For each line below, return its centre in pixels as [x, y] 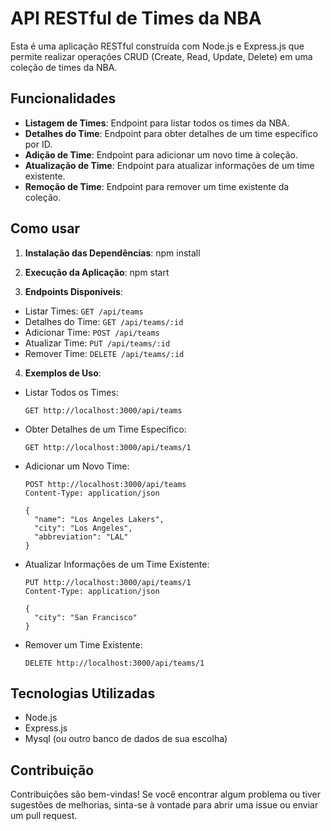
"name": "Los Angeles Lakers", [99, 519]
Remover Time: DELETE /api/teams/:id [104, 353]
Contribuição [52, 770]
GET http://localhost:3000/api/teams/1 [108, 447]
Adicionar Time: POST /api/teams [92, 332]
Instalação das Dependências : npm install [112, 253]
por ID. [38, 144]
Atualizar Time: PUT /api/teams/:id [97, 343]
